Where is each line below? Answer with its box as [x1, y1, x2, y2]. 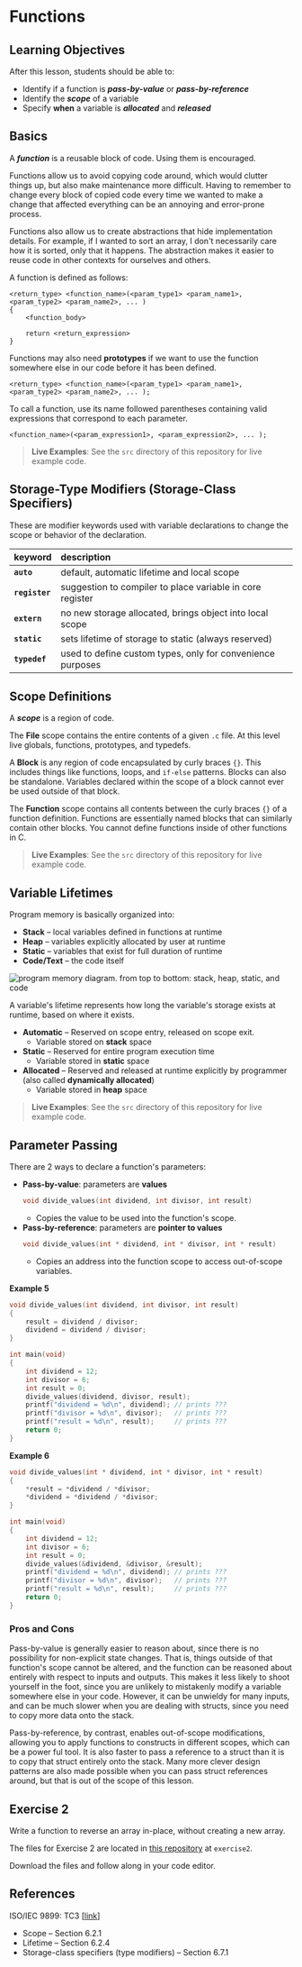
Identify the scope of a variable [22, 93, 139, 104]
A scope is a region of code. [9, 713, 115, 724]
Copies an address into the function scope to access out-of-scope [35, 1255, 283, 1267]
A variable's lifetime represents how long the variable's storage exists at [9, 1000, 276, 1011]
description [60, 551, 111, 563]
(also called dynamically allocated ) [22, 1075, 155, 1086]
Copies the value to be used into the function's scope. [35, 1212, 236, 1223]
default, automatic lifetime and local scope [60, 566, 240, 578]
